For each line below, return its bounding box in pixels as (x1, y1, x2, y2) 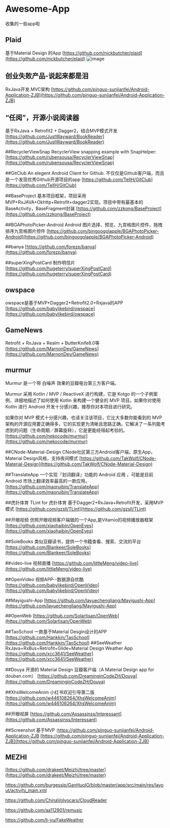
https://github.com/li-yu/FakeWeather (5, 817, 84, 823)
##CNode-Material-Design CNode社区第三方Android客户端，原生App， (5, 449, 156, 455)
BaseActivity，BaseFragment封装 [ (5, 205, 78, 212)
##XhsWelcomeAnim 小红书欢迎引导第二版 (5, 689, 95, 695)
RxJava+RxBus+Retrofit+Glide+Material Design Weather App (5, 645, 133, 651)
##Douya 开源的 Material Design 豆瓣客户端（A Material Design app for (5, 666, 154, 672)
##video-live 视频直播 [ (5, 560, 54, 566)
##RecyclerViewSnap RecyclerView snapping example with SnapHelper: (5, 149, 157, 155)
